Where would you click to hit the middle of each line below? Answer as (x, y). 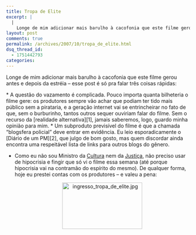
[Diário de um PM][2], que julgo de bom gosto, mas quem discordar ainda (95, 138)
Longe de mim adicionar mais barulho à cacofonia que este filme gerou (92, 77)
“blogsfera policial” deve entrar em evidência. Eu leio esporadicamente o (94, 132)
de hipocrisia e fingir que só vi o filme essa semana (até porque (91, 162)
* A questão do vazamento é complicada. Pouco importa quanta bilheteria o (97, 95)
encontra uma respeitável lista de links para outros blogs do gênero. (88, 144)
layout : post (22, 33)
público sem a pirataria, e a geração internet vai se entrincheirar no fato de (96, 107)
